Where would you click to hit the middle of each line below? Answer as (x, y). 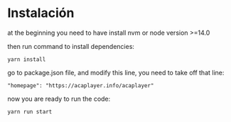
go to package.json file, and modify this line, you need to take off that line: (116, 72)
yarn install (27, 59)
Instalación (41, 13)
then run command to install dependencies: (71, 46)
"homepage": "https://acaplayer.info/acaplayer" (81, 85)
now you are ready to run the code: (59, 99)
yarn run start (30, 111)
